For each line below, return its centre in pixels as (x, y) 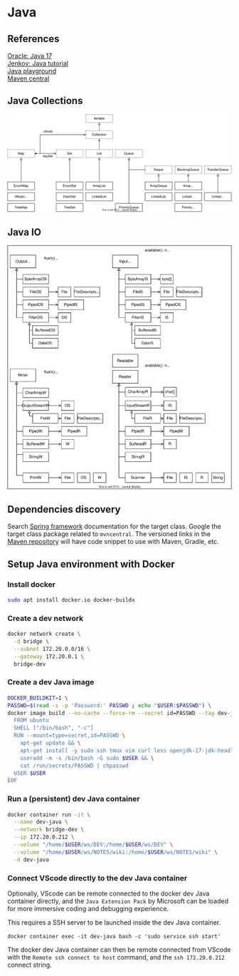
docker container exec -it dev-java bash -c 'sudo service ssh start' (114, 936)
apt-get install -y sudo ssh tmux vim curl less (94, 750)
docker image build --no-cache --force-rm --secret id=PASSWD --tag (111, 713)
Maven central (28, 78)
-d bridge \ (32, 641)
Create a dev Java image (51, 682)
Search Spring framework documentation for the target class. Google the (115, 526)
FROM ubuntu (32, 721)
